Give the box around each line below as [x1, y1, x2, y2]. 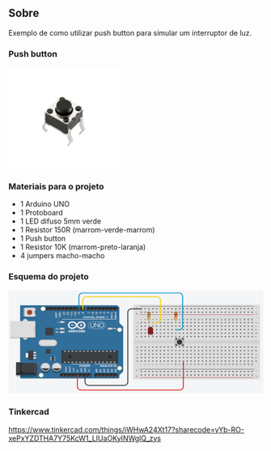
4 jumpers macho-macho [19, 251, 105, 261]
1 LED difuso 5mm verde [19, 216, 102, 226]
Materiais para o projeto [8, 181, 104, 193]
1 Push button [19, 234, 66, 244]
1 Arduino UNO [19, 199, 70, 209]
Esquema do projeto [8, 271, 89, 283]
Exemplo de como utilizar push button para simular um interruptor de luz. [8, 28, 252, 37]
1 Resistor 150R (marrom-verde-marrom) [19, 225, 155, 235]
